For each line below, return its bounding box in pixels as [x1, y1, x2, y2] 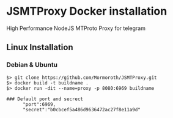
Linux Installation [6, 42, 73, 53]
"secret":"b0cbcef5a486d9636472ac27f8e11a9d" [22, 106, 141, 112]
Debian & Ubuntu [6, 61, 58, 69]
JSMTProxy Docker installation [6, 4, 167, 18]
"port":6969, [22, 101, 56, 108]
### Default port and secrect [6, 96, 84, 102]
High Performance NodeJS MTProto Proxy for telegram [6, 24, 145, 32]
